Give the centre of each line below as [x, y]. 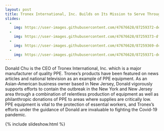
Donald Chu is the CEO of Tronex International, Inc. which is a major [73, 68]
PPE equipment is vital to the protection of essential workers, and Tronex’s [80, 104]
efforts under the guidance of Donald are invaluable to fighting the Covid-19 [81, 110]
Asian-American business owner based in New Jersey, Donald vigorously [79, 84]
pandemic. [16, 115]
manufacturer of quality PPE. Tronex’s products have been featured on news [82, 74]
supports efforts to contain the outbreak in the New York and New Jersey [79, 89]
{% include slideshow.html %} [35, 124]
